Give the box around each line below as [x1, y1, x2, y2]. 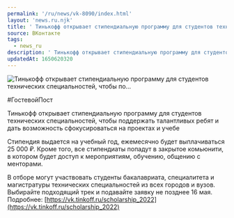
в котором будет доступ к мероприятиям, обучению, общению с [7, 152, 201, 160]
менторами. [7, 159, 43, 168]
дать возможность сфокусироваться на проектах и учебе [7, 123, 180, 132]
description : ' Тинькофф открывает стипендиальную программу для [7, 49, 201, 56]
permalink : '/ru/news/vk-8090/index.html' [7, 10, 132, 17]
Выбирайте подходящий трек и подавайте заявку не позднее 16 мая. [7, 187, 213, 196]
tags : [7, 36, 23, 43]
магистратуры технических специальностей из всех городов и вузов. [7, 180, 216, 189]
